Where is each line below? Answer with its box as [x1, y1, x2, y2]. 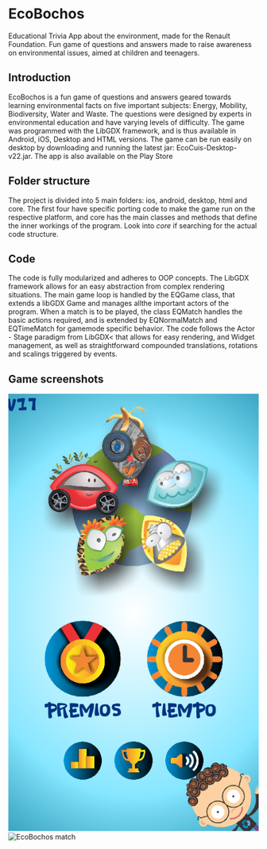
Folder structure [8, 174, 91, 188]
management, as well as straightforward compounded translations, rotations [8, 341, 258, 351]
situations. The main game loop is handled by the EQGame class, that [8, 290, 236, 300]
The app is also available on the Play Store [34, 151, 173, 161]
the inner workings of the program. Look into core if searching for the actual [8, 220, 257, 231]
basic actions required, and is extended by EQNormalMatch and [8, 316, 218, 325]
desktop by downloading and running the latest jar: [8, 142, 175, 152]
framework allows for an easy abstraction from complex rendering [8, 281, 225, 291]
